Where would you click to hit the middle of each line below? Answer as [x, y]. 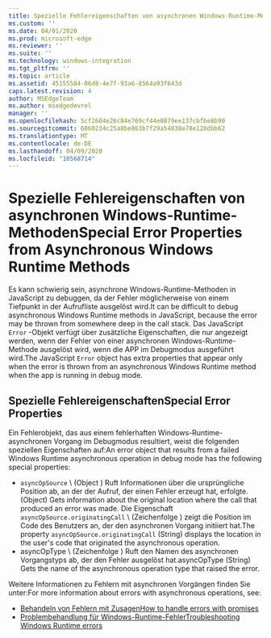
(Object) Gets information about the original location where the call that [138, 500]
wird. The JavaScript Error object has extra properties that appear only [126, 358]
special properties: [40, 467]
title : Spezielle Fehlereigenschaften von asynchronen [102, 16]
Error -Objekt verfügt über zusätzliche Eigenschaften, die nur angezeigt [128, 333]
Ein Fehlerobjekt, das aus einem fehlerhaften [82, 432]
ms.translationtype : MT [48, 136]
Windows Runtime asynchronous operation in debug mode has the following [135, 458]
